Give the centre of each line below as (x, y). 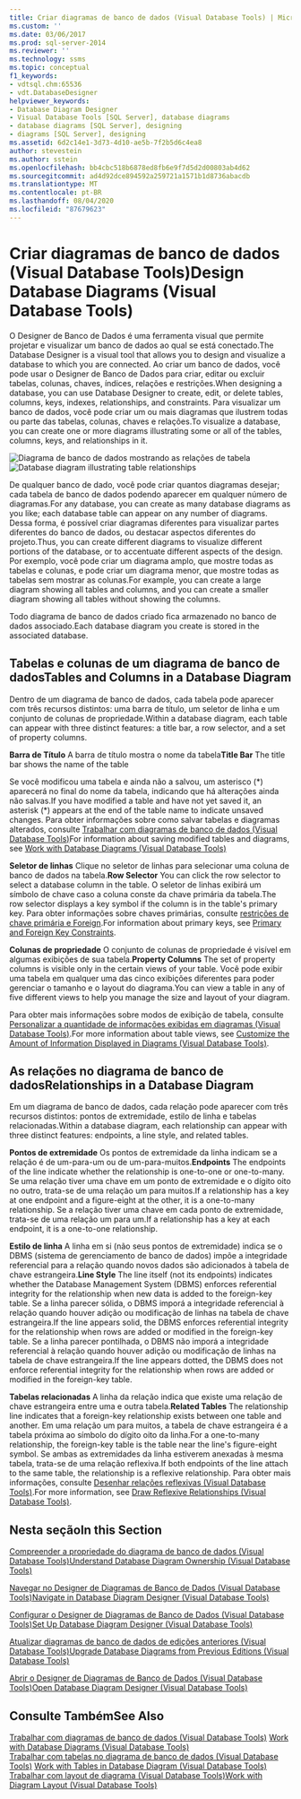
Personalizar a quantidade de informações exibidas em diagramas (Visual (145, 1024)
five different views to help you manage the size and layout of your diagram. (150, 997)
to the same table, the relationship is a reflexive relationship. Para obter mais (150, 1473)
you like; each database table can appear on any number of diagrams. (139, 513)
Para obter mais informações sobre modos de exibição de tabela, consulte (146, 1015)
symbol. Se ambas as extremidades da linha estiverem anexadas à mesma (146, 1454)
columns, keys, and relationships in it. (78, 440)
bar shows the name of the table (69, 764)
